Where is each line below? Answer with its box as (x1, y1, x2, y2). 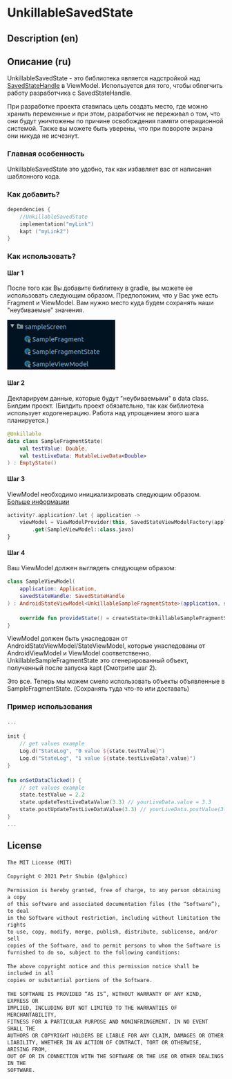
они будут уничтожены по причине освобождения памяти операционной (7, 117, 224, 125)
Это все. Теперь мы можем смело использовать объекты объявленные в (7, 677, 225, 686)
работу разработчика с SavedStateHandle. (7, 89, 133, 98)
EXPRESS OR (7, 997, 39, 1004)
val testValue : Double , (19, 445, 88, 452)
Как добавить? (7, 189, 60, 199)
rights (7, 921, 26, 928)
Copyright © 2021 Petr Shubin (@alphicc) (7, 873, 128, 880)
